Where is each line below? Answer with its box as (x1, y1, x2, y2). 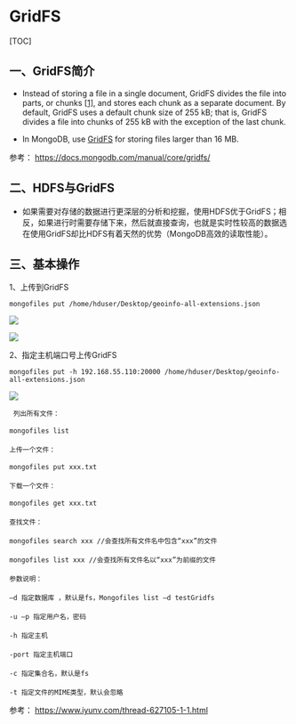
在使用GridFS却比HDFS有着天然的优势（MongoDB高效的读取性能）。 (21, 228, 273, 239)
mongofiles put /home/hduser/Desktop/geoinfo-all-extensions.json (9, 300, 260, 309)
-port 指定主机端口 (9, 650, 74, 660)
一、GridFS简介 (9, 64, 95, 79)
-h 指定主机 (9, 631, 49, 640)
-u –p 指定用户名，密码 (9, 613, 87, 622)
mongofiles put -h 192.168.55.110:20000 (9, 368, 162, 377)
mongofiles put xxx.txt (9, 463, 98, 472)
